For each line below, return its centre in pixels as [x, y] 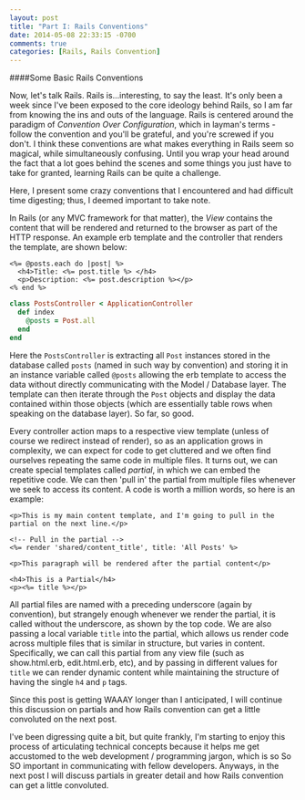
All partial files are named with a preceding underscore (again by [131, 604]
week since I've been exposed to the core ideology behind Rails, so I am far [151, 105]
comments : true [38, 43]
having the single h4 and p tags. [68, 681]
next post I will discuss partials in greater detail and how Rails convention [147, 775]
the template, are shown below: [68, 247]
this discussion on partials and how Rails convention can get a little [135, 709]
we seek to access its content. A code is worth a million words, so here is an [152, 489]
